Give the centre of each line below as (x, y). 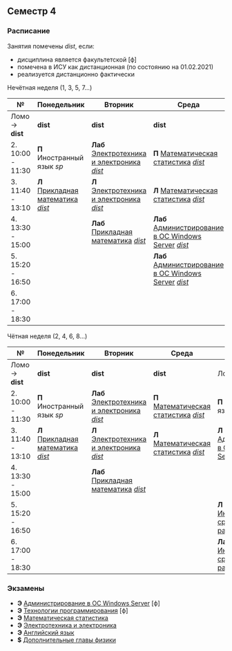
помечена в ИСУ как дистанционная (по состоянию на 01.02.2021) (115, 67)
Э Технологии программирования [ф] (72, 610)
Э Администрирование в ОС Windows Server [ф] (88, 603)
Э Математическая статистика (62, 618)
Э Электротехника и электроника (67, 625)
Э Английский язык (46, 632)
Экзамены (26, 588)
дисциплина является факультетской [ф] (77, 59)
